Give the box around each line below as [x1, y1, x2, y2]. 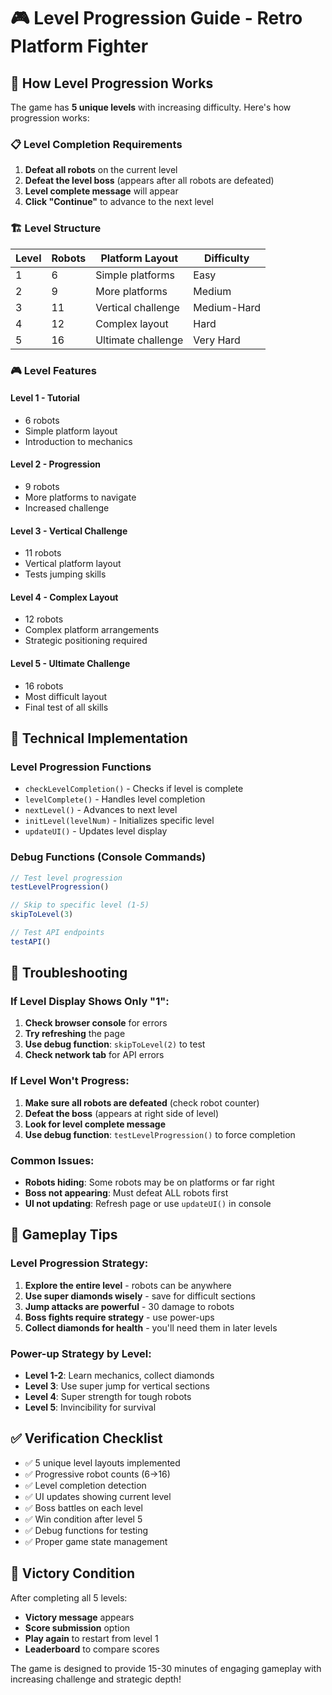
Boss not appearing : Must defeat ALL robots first [24, 1187, 229, 1199]
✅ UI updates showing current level [24, 1490, 172, 1502]
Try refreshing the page [24, 1028, 126, 1040]
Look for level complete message [24, 1118, 166, 1130]
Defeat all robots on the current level [24, 164, 178, 176]
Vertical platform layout [24, 558, 122, 570]
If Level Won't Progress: [10, 1074, 130, 1088]
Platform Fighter [10, 35, 149, 58]
